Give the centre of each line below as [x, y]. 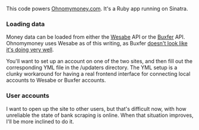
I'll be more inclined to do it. [40, 121]
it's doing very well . [30, 49]
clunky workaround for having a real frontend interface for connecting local [98, 74]
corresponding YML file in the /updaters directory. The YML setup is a [92, 67]
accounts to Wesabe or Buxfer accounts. [56, 81]
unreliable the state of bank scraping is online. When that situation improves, [100, 115]
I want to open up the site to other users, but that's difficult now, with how [96, 109]
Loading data [26, 24]
